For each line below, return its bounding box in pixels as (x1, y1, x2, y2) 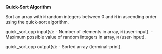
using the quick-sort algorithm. (5, 19, 69, 25)
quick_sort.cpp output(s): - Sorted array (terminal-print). (5, 44, 122, 49)
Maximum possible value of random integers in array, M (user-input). (5, 34, 146, 40)
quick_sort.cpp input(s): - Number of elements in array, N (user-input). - (5, 29, 153, 34)
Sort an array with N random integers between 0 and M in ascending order (5, 14, 157, 19)
